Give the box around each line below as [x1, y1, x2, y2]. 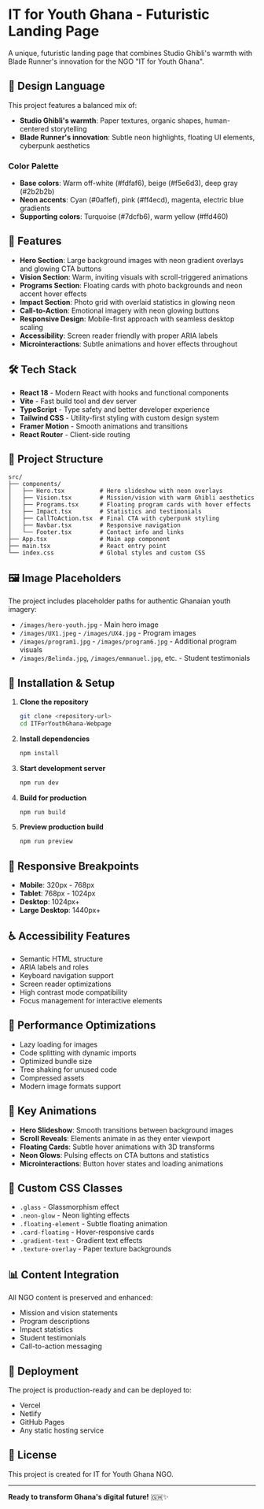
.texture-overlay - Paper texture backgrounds [19, 1244, 172, 1254]
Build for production [19, 793, 87, 803]
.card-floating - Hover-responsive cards [19, 1227, 155, 1237]
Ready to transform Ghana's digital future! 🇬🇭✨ [8, 1492, 169, 1501]
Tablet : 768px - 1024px [19, 888, 96, 899]
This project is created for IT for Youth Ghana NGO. [8, 1469, 174, 1478]
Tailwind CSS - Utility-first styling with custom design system [19, 413, 219, 422]
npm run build [19, 808, 66, 816]
